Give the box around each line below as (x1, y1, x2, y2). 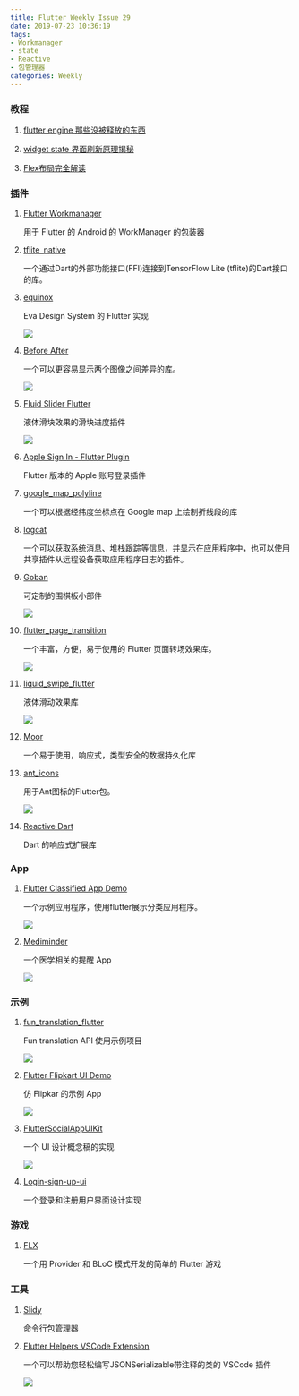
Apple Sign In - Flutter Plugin (22, 451, 130, 462)
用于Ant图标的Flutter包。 (22, 786, 115, 797)
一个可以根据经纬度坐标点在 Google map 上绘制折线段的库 (22, 507, 238, 518)
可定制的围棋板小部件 (22, 590, 102, 601)
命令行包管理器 (22, 1323, 79, 1333)
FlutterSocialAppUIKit (22, 1123, 103, 1134)
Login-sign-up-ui (22, 1176, 87, 1186)
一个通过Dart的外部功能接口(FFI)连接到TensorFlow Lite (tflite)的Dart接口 (22, 263, 288, 274)
